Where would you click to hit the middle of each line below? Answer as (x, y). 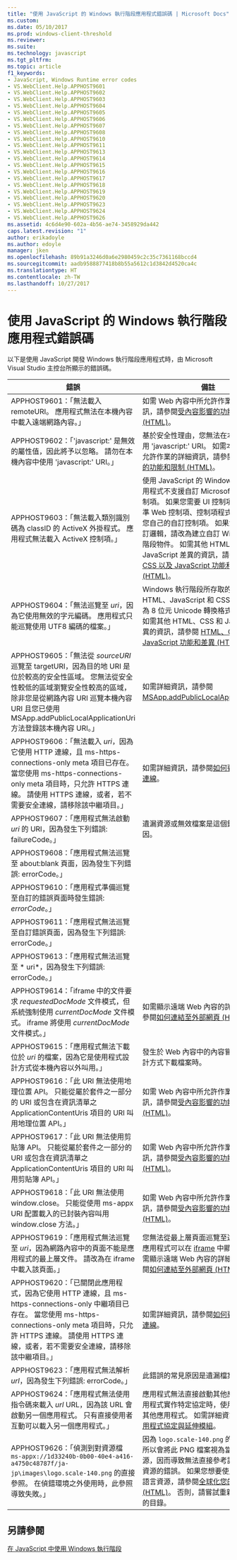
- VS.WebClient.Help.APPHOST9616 (56, 172)
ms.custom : (23, 21)
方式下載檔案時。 (178, 1063)
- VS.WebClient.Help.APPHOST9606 (56, 119)
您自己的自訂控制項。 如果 (186, 523)
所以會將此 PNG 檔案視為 (183, 1450)
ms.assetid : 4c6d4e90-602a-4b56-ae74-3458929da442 (83, 224)
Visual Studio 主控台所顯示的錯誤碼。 (61, 368)
